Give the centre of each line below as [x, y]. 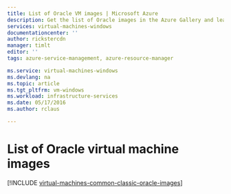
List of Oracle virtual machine [93, 149]
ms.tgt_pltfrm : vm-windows [46, 90]
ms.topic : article [33, 83]
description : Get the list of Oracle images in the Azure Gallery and [110, 20]
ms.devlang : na [29, 77]
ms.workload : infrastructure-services [63, 96]
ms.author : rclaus [33, 109]
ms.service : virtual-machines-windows [63, 71]
